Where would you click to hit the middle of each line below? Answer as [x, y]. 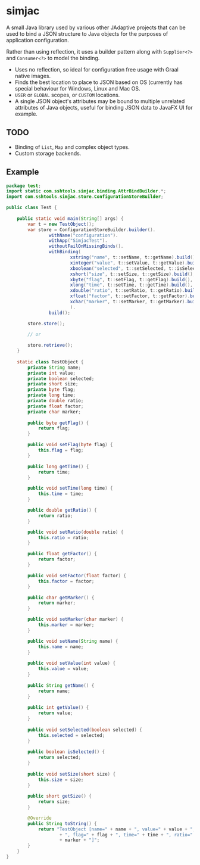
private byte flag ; [52, 390]
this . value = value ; [63, 669]
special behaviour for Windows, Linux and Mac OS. [77, 88]
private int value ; [52, 373]
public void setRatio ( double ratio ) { [76, 532]
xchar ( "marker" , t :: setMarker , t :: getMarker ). [129, 302]
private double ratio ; [56, 401]
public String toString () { [62, 823]
